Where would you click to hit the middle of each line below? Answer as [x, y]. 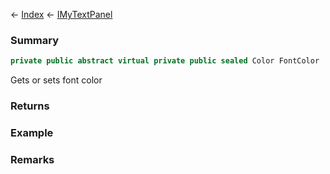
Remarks [32, 159]
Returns [30, 106]
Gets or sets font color [56, 80]
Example [32, 133]
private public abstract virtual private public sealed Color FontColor [165, 61]
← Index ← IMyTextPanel [61, 14]
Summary [35, 40]
